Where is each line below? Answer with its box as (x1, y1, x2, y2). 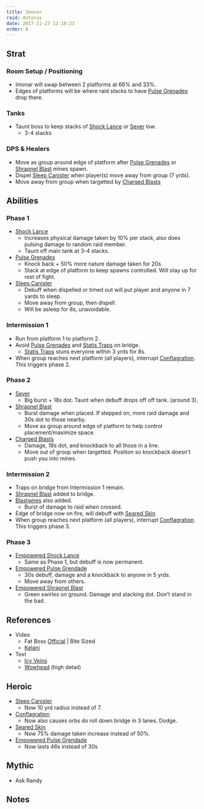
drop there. (15, 93, 44, 101)
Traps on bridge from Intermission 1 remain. (15, 484, 125, 492)
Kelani (24, 644, 40, 651)
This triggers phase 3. (15, 523, 71, 530)
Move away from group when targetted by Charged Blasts (15, 178, 161, 185)
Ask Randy (15, 777, 43, 784)
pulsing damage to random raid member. (24, 241, 127, 248)
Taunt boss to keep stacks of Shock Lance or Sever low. (15, 123, 157, 130)
